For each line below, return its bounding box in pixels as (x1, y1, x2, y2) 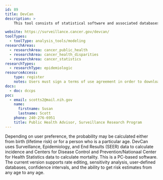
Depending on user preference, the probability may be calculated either (5, 133, 148, 139)
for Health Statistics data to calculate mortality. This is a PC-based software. (5, 154, 158, 160)
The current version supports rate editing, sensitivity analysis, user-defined (5, 159, 156, 165)
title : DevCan (5, 12, 34, 17)
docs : (5, 84, 16, 89)
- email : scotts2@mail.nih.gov (9, 97, 73, 102)
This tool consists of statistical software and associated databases (14, 20, 160, 26)
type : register (14, 75, 45, 80)
